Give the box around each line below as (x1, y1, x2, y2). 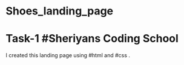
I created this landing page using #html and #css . (5, 52, 131, 59)
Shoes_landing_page (5, 4, 114, 18)
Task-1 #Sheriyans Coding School (5, 32, 179, 46)
